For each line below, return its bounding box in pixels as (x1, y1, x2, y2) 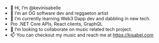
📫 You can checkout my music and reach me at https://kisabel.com (10, 32, 154, 38)
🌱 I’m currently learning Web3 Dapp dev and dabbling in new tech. (10, 16, 151, 21)
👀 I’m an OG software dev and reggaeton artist (10, 10, 109, 16)
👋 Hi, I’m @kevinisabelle (10, 5, 61, 11)
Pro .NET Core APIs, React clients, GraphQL (10, 21, 103, 27)
